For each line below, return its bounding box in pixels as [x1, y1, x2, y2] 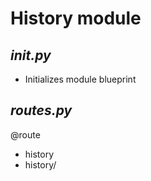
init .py [10, 47, 52, 64]
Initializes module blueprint [24, 73, 137, 85]
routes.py [10, 102, 73, 119]
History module [10, 7, 142, 30]
